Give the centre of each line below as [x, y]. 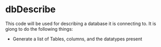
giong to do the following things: [39, 29]
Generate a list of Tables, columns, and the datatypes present [77, 39]
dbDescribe [31, 9]
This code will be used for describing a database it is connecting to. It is [81, 24]
